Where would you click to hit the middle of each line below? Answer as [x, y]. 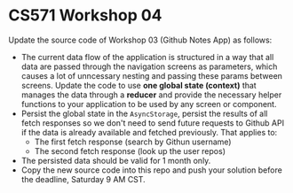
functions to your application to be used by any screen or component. [149, 104]
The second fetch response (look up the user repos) [130, 151]
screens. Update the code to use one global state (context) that [139, 85]
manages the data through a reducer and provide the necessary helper [151, 95]
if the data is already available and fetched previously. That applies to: [149, 132]
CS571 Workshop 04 [85, 15]
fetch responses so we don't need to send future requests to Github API [153, 123]
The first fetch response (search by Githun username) [133, 142]
